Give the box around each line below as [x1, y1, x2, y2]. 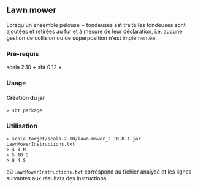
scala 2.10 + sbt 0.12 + [6, 64, 63, 71]
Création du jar [6, 94, 45, 101]
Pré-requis [6, 49, 39, 58]
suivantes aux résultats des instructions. [6, 174, 109, 181]
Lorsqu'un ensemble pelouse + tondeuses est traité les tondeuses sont [6, 21, 186, 28]
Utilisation [6, 122, 38, 131]
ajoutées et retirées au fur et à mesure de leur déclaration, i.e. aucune [6, 28, 183, 35]
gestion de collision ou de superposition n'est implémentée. [6, 34, 158, 42]
